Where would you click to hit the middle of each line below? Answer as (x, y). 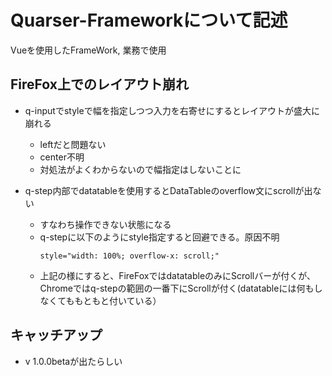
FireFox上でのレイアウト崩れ (99, 84)
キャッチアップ (56, 335)
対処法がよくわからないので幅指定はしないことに (140, 169)
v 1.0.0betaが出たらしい (73, 361)
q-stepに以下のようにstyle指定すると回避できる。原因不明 (159, 237)
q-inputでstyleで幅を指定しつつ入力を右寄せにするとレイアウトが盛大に (172, 110)
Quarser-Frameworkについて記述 (149, 20)
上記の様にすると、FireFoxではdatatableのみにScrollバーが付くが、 (177, 275)
